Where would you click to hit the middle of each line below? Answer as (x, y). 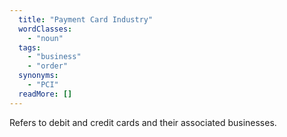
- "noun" (45, 38)
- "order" (48, 66)
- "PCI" (43, 85)
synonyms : (38, 76)
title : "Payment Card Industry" (86, 19)
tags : (30, 47)
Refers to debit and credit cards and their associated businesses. (143, 122)
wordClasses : (45, 29)
